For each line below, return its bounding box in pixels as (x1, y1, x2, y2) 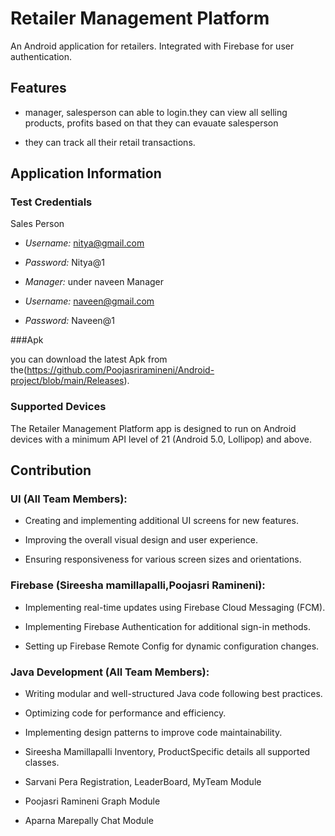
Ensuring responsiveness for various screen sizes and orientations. (24, 553, 302, 566)
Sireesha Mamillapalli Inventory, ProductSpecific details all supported (24, 746, 311, 758)
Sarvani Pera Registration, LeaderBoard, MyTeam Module (24, 776, 262, 788)
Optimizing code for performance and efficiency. (24, 707, 227, 719)
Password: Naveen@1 (24, 315, 115, 327)
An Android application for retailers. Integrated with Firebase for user (10, 40, 295, 52)
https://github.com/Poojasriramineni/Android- (26, 364, 215, 376)
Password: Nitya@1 (24, 257, 105, 269)
